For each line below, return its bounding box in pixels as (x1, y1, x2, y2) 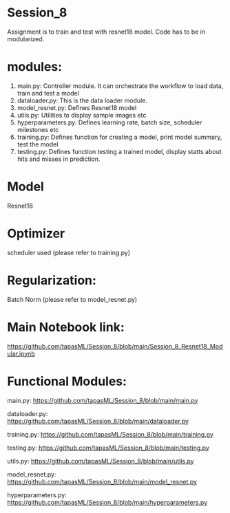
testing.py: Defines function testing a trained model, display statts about (17, 147, 222, 155)
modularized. (7, 34, 45, 43)
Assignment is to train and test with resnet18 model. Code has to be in (7, 28, 206, 36)
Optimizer (7, 226, 65, 241)
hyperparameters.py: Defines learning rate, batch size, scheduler (17, 118, 202, 127)
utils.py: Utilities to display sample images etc (17, 111, 147, 119)
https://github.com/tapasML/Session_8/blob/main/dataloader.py (7, 417, 189, 425)
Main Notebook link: (7, 319, 125, 335)
